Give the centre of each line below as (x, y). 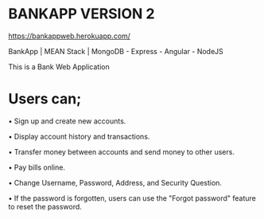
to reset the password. (45, 206)
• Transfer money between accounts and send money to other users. (121, 151)
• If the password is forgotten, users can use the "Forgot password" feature (132, 198)
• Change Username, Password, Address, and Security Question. (115, 182)
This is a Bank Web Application (59, 66)
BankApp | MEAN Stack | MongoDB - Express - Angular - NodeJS (116, 51)
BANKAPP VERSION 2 (82, 14)
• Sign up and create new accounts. (67, 121)
